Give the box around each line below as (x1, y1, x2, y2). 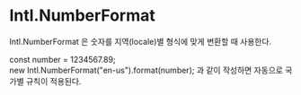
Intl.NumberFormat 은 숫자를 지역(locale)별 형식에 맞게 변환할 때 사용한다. (9, 36, 272, 47)
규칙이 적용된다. (25, 75, 82, 86)
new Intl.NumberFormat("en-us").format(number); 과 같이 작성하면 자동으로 (9, 65, 283, 75)
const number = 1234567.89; (9, 54, 116, 65)
